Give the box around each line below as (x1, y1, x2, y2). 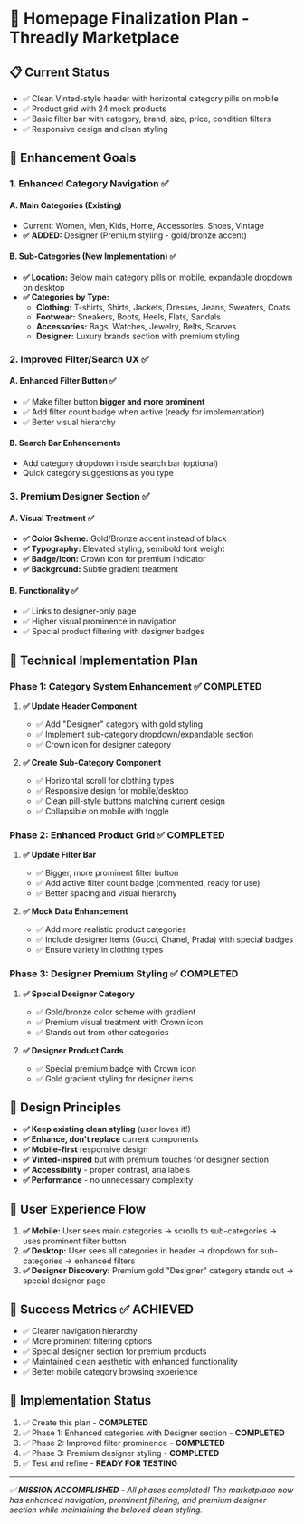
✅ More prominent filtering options (22, 1336, 152, 1347)
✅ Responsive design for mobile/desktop (35, 786, 189, 796)
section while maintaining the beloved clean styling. (9, 1504, 204, 1515)
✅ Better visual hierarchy (22, 416, 116, 427)
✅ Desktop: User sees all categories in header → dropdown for (22, 1245, 259, 1256)
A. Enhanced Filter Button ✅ (9, 376, 117, 386)
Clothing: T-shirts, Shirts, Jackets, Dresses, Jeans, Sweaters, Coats (35, 301, 290, 312)
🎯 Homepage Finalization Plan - (9, 8, 250, 29)
